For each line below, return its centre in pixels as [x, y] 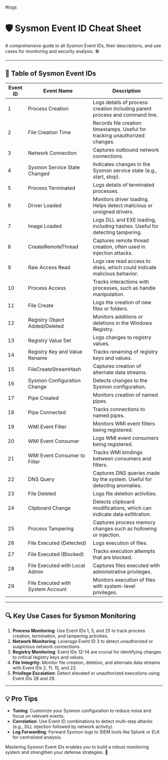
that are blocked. [112, 557]
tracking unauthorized [119, 135]
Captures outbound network [126, 149]
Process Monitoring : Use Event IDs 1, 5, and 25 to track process [79, 630]
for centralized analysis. [37, 737]
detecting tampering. [117, 232]
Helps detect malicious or [123, 205]
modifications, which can [122, 508]
